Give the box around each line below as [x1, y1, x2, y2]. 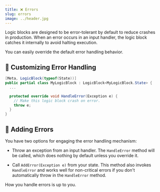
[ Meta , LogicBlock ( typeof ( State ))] [5, 76, 77, 81]
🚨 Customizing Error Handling [5, 63, 97, 71]
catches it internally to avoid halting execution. [5, 40, 98, 46]
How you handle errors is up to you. [5, 182, 76, 187]
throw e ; [14, 103, 31, 108]
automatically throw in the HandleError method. [12, 173, 106, 178]
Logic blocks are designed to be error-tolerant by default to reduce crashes [5, 30, 156, 35]
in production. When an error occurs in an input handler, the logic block [5, 34, 147, 40]
